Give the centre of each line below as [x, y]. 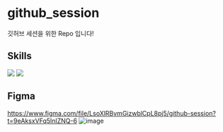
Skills [19, 56]
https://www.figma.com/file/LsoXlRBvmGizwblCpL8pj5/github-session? [111, 113]
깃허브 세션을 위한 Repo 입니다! [51, 33]
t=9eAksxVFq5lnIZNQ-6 [42, 121]
